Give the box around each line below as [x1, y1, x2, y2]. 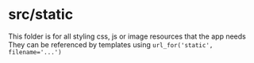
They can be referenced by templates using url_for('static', [8, 39, 214, 49]
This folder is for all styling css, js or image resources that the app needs [8, 31, 246, 41]
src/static [8, 6, 74, 24]
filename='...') [8, 48, 62, 56]
